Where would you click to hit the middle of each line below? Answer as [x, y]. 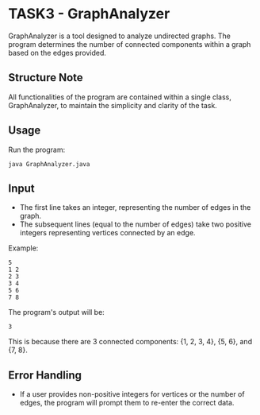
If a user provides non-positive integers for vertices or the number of [132, 394]
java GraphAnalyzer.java [49, 164]
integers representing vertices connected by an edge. [107, 233]
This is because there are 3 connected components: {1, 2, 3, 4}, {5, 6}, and [130, 342]
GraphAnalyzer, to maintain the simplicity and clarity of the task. [113, 105]
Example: [23, 248]
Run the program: [37, 149]
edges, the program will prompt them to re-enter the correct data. [127, 403]
